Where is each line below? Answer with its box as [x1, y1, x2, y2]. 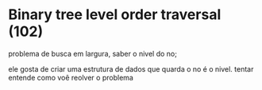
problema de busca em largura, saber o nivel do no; [8, 49, 177, 58]
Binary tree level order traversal [8, 6, 222, 24]
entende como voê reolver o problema [8, 72, 133, 82]
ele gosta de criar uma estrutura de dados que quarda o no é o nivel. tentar [8, 64, 254, 73]
